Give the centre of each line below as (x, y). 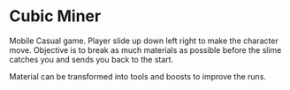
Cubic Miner (55, 16)
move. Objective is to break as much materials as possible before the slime (145, 49)
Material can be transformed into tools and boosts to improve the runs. (138, 76)
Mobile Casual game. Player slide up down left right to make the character (144, 41)
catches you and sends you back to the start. (92, 59)
